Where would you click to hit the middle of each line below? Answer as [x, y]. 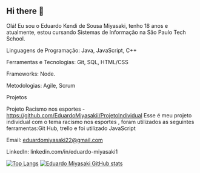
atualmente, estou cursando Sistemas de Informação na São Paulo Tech [96, 32]
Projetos [17, 97]
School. [16, 38]
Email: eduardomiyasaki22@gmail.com [55, 140]
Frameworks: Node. [31, 74]
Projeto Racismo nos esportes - [46, 109]
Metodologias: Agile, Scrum [41, 85]
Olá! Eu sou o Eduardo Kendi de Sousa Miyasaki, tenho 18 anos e [87, 25]
